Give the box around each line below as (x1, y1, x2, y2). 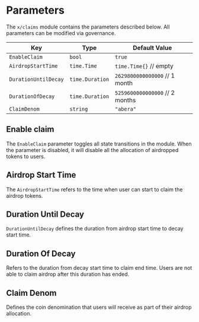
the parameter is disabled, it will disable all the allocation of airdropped (6, 146, 179, 153)
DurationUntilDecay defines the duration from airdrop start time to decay (6, 225, 184, 232)
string (69, 105, 88, 112)
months (114, 96, 136, 104)
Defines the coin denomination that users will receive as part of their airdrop (6, 304, 192, 311)
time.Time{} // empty (114, 62, 174, 70)
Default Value (133, 43, 172, 52)
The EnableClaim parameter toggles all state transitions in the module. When (6, 140, 192, 147)
